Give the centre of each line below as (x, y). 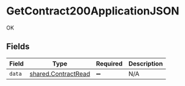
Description (146, 63)
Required (109, 63)
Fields (18, 47)
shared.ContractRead (60, 73)
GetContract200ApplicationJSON (93, 11)
